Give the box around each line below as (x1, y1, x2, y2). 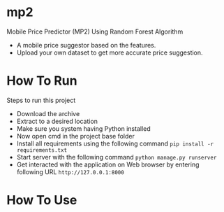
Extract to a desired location (16, 117, 98, 125)
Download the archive (16, 109, 80, 118)
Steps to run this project (6, 96, 76, 104)
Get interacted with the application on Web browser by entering (16, 160, 200, 169)
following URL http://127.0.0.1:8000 (16, 167, 125, 176)
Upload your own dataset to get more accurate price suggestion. (16, 48, 203, 57)
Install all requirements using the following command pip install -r (16, 139, 214, 148)
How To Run (6, 73, 77, 89)
